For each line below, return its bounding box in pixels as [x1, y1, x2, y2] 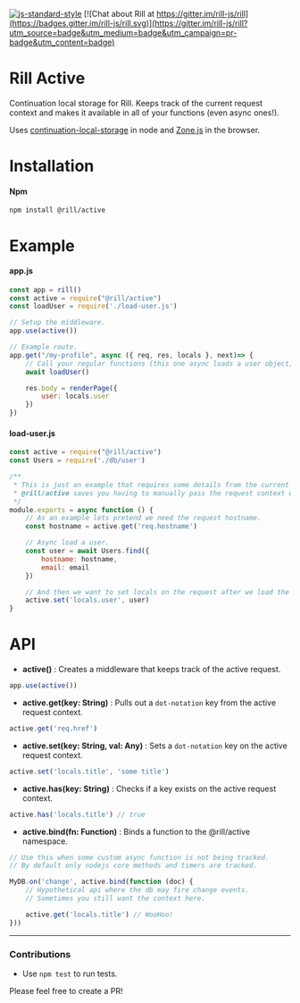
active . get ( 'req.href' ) [9, 724, 98, 733]
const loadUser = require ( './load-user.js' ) [9, 302, 178, 311]
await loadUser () [25, 367, 90, 376]
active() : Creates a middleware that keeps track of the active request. [21, 664, 281, 675]
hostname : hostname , [41, 554, 118, 563]
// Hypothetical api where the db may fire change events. [25, 886, 250, 895]
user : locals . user [41, 392, 110, 401]
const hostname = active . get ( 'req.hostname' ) [25, 522, 198, 531]
